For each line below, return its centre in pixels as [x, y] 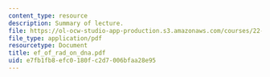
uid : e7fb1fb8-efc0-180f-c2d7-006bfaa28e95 [82, 61]
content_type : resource [48, 16]
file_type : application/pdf [55, 38]
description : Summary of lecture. [66, 23]
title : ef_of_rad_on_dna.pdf [57, 53]
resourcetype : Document [48, 46]
